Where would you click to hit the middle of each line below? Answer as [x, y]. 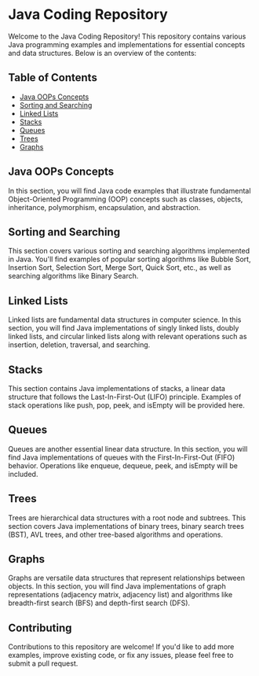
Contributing [40, 628]
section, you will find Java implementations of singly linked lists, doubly [124, 328]
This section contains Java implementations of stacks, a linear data [117, 388]
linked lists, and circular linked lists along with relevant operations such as [128, 337]
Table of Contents [53, 78]
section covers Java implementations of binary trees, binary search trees [126, 526]
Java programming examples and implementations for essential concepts [127, 44]
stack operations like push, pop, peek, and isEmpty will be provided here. [127, 405]
